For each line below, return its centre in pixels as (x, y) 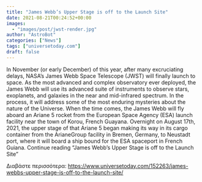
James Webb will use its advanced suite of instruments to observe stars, (98, 89)
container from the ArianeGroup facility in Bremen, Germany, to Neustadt (99, 134)
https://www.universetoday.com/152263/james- (128, 165)
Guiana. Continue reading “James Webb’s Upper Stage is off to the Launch (100, 147)
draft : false (23, 52)
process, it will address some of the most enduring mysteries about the (96, 102)
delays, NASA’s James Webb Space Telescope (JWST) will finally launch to (101, 76)
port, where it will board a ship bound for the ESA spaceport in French (95, 141)
